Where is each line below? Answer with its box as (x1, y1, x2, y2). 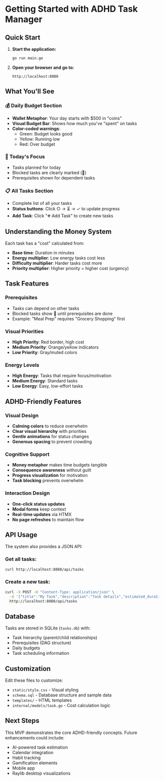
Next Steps (5, 716, 40, 725)
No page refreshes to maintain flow (12, 516, 84, 522)
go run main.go (12, 56, 43, 61)
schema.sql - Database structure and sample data (12, 692, 112, 698)
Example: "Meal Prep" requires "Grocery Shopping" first (12, 315, 125, 321)
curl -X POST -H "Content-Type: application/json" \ (5, 589, 115, 595)
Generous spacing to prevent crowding (12, 439, 92, 445)
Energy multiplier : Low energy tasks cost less (12, 255, 105, 261)
